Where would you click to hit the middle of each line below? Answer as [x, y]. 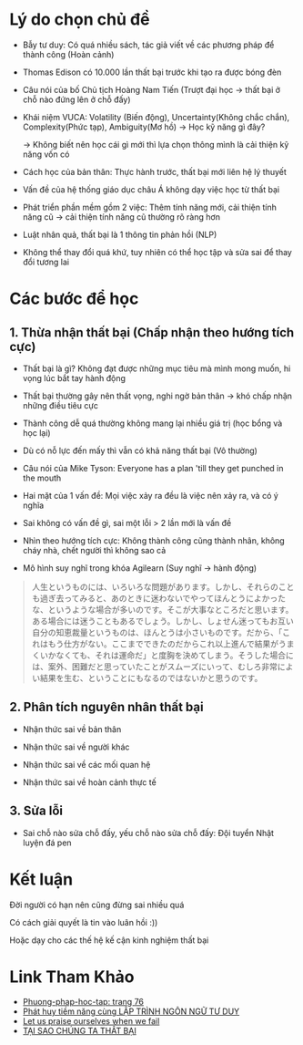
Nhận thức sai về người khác [76, 747]
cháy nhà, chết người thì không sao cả [94, 550]
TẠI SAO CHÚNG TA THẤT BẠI [79, 1031]
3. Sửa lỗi [36, 811]
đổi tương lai [46, 262]
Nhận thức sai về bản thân [72, 729]
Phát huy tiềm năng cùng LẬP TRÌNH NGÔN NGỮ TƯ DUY [131, 1011]
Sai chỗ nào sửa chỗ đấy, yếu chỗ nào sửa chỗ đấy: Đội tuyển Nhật [148, 833]
